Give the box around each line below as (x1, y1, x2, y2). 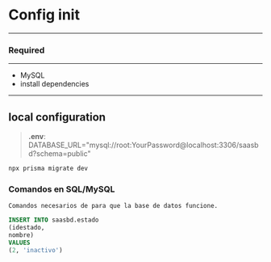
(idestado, (8, 224, 45, 232)
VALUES (8, 239, 31, 247)
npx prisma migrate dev (8, 164, 89, 173)
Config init (8, 6, 81, 24)
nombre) (8, 230, 35, 239)
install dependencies (19, 79, 90, 89)
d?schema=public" (27, 149, 91, 158)
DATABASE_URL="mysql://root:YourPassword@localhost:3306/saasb (27, 140, 260, 150)
